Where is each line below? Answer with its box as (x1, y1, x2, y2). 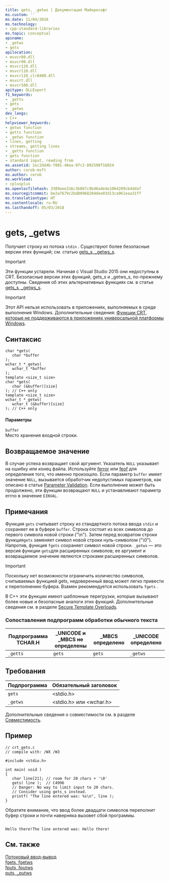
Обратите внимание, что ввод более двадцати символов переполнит (5, 807, 155, 813)
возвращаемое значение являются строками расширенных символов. (5, 553, 159, 559)
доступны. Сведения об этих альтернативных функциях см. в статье (5, 279, 154, 285)
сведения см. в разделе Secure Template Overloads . (5, 604, 118, 610)
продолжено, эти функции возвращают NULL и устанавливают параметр (5, 487, 161, 493)
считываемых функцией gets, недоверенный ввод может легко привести (5, 578, 164, 584)
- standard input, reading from (5, 158, 73, 163)
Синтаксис (5, 335, 41, 344)
